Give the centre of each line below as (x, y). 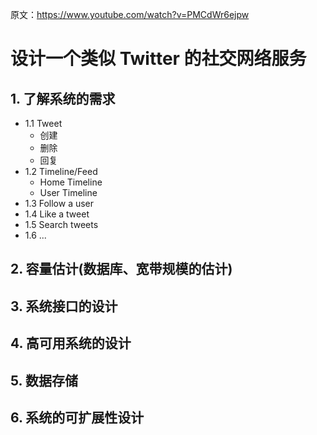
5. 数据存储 (44, 380)
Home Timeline (71, 182)
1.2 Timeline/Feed (61, 171)
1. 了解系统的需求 (63, 98)
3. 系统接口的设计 (64, 306)
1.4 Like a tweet (57, 214)
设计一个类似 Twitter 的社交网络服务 (158, 59)
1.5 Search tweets (61, 224)
